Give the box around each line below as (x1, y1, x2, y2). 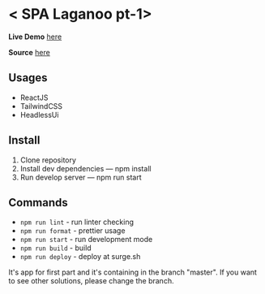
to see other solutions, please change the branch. (8, 276, 174, 286)
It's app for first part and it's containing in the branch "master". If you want (8, 267, 258, 277)
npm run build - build (19, 243, 92, 253)
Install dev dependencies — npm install (19, 163, 152, 173)
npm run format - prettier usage (19, 226, 126, 236)
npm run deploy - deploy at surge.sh (19, 252, 141, 262)
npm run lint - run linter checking (19, 217, 135, 227)
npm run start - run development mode (19, 235, 153, 244)
